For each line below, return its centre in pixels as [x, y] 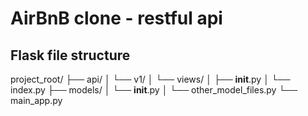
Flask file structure [70, 55]
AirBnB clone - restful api [116, 18]
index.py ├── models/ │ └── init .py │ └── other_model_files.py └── [154, 90]
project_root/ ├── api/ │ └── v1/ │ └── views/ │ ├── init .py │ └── [150, 79]
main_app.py [36, 100]
